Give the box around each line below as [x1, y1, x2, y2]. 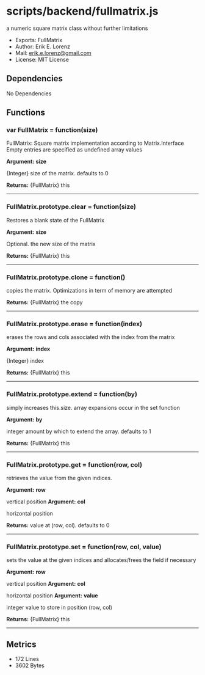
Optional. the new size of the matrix [6, 240, 96, 247]
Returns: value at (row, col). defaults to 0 [6, 521, 110, 529]
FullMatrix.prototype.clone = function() [6, 273, 126, 282]
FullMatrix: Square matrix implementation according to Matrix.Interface [6, 139, 184, 147]
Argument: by [6, 415, 43, 423]
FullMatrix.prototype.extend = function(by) [6, 390, 137, 398]
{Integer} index [6, 357, 45, 365]
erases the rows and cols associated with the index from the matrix [6, 334, 175, 341]
